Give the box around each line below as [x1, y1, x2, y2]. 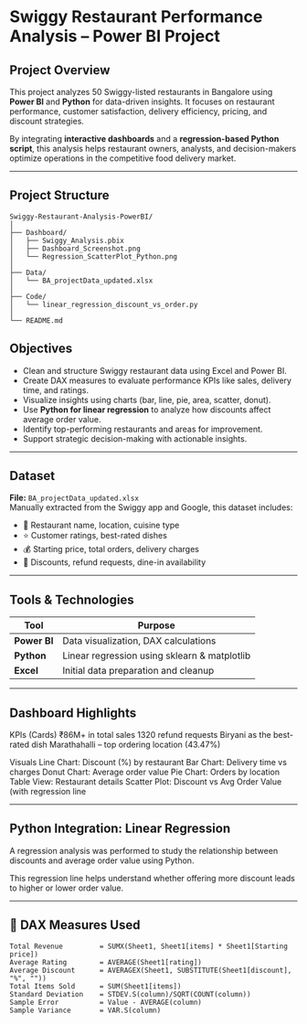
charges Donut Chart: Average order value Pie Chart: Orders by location [9, 766, 281, 778]
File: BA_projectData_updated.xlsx [9, 492, 140, 504]
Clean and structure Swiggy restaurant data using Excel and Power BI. [22, 365, 288, 376]
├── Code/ [9, 292, 48, 301]
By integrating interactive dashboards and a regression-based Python [9, 133, 280, 144]
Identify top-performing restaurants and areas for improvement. [22, 423, 263, 434]
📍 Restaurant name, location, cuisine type [22, 519, 180, 531]
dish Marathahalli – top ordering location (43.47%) [31, 739, 221, 751]
